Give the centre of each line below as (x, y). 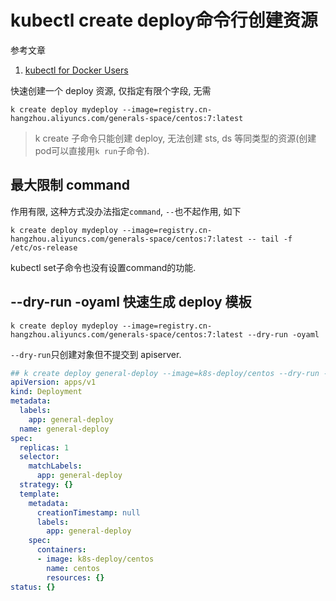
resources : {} (75, 577)
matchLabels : (55, 466)
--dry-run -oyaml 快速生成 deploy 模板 (131, 302)
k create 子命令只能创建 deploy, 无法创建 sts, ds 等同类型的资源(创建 (175, 138)
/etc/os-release (44, 247)
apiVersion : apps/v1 (53, 382)
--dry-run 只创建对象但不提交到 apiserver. (96, 354)
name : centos (73, 568)
